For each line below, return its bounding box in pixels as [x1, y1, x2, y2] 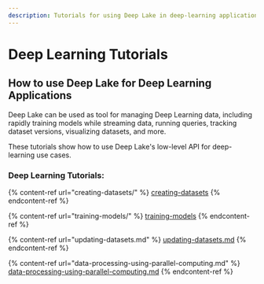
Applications [8, 89, 72, 102]
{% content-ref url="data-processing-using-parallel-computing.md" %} [8, 258, 241, 267]
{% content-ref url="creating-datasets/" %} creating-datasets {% [8, 187, 221, 197]
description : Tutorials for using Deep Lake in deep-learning [8, 11, 216, 20]
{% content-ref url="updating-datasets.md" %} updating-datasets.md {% [8, 234, 247, 244]
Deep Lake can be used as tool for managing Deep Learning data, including [8, 109, 253, 119]
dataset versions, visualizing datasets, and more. [8, 127, 167, 136]
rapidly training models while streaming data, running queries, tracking [8, 118, 237, 127]
